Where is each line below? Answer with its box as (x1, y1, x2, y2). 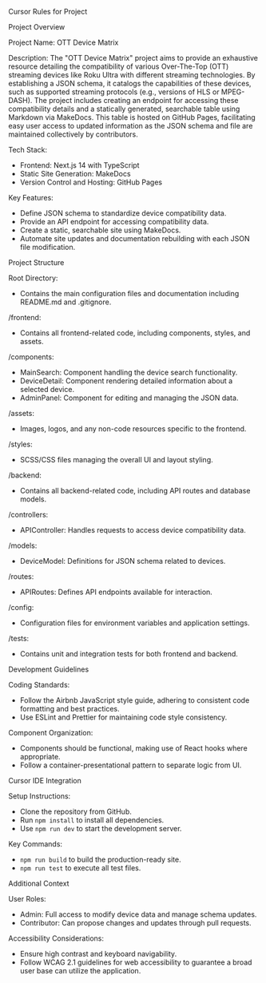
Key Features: (8, 193, 54, 202)
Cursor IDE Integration (8, 776, 81, 785)
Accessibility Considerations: (8, 933, 104, 943)
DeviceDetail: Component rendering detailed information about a (19, 376, 233, 386)
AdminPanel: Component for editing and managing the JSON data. (19, 393, 239, 402)
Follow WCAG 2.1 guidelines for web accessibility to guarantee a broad (19, 957, 252, 967)
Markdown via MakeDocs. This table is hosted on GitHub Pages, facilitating (8, 113, 256, 122)
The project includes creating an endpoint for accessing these (34, 96, 239, 105)
